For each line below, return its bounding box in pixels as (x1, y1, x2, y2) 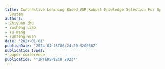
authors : (5, 16, 23, 21)
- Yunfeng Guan (5, 34, 36, 39)
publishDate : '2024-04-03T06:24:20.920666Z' (5, 43, 98, 48)
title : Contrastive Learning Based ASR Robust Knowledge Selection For (5, 7, 155, 12)
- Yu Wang (5, 30, 26, 34)
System (9, 12, 23, 17)
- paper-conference (5, 52, 45, 57)
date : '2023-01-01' (5, 39, 45, 44)
